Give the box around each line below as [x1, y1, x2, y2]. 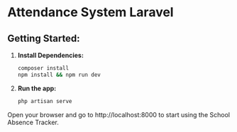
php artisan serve [17, 97, 72, 104]
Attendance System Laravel [7, 4, 174, 20]
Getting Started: [7, 32, 80, 44]
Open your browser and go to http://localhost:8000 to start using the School [7, 110, 231, 119]
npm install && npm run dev [17, 71, 101, 78]
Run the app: [17, 84, 57, 92]
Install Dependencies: [17, 51, 84, 59]
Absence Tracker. [7, 118, 59, 126]
